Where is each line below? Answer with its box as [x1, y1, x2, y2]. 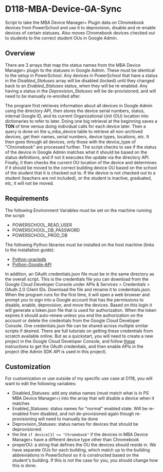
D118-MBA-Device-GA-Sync [5, 3, 122, 15]
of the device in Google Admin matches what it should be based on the [5, 149, 147, 155]
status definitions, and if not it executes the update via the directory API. [5, 154, 150, 160]
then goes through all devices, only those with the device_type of [5, 139, 136, 145]
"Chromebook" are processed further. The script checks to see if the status [5, 144, 157, 150]
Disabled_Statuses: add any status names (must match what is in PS [12, 390, 149, 396]
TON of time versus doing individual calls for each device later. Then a [5, 123, 146, 129]
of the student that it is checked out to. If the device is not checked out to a [5, 170, 156, 176]
